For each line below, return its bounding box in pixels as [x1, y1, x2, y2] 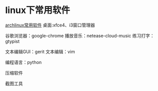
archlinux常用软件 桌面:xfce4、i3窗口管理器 [5, 22, 95, 28]
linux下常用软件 [5, 4, 70, 16]
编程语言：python [5, 59, 42, 65]
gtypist [5, 38, 20, 44]
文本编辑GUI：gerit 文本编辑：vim [5, 48, 75, 54]
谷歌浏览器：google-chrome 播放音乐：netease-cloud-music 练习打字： [5, 32, 154, 38]
